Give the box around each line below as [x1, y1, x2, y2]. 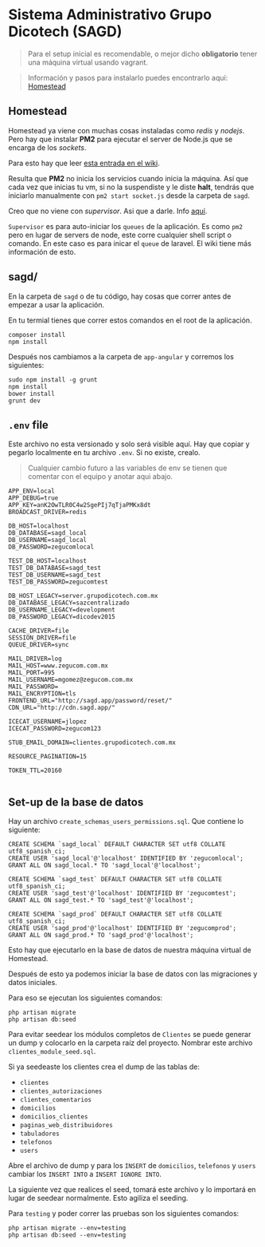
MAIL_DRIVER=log [8, 655, 62, 663]
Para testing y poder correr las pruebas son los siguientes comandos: [8, 1209, 240, 1218]
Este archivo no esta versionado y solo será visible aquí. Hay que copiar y [8, 439, 250, 449]
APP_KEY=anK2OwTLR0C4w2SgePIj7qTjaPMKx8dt [8, 501, 151, 509]
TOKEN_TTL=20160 [8, 766, 62, 775]
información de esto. [8, 247, 76, 256]
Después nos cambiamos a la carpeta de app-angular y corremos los [8, 351, 235, 361]
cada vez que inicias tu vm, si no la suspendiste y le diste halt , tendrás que [8, 182, 255, 192]
